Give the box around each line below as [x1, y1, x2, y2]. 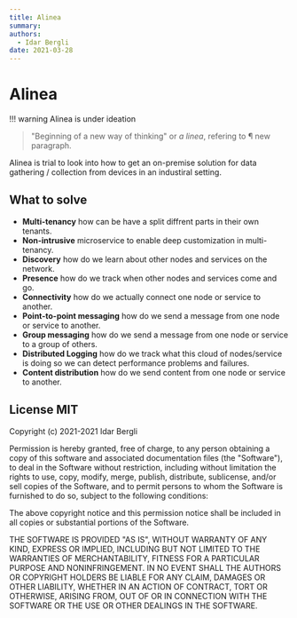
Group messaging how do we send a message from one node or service [21, 329, 289, 340]
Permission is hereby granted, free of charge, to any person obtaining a [9, 443, 270, 454]
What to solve [9, 193, 88, 208]
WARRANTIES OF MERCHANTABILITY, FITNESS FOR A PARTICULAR [9, 552, 260, 564]
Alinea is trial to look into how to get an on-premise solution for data [9, 157, 257, 169]
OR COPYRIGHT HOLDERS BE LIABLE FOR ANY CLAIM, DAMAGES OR [9, 572, 266, 582]
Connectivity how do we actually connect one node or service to [21, 291, 262, 302]
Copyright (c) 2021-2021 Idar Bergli [9, 425, 138, 436]
